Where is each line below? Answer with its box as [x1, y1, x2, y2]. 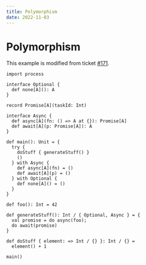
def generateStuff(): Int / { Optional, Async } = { [6, 212, 141, 218]
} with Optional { [11, 175, 58, 182]
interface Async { [6, 113, 52, 119]
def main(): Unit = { [6, 139, 60, 145]
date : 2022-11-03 [6, 14, 50, 20]
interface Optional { [6, 82, 60, 88]
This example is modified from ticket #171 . [6, 60, 109, 67]
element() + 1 [11, 244, 47, 249]
